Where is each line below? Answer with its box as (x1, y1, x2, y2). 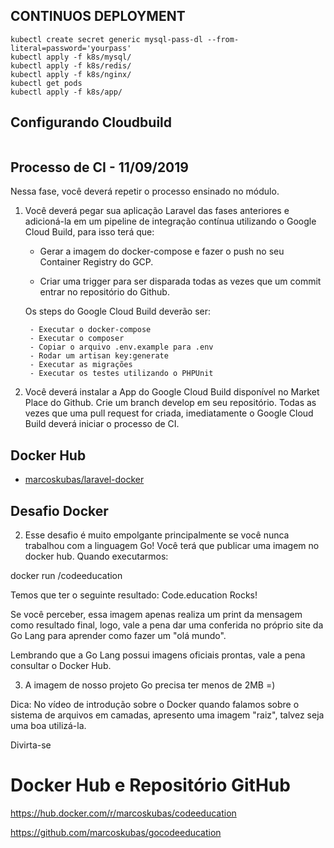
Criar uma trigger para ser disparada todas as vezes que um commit (39, 275, 322, 288)
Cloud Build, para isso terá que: (24, 226, 155, 238)
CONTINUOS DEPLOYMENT (10, 8, 186, 25)
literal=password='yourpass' (10, 43, 132, 53)
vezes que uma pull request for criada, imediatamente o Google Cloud (24, 407, 314, 419)
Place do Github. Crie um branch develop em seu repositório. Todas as (24, 397, 317, 409)
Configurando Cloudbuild (10, 114, 173, 131)
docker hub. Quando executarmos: (24, 550, 169, 563)
